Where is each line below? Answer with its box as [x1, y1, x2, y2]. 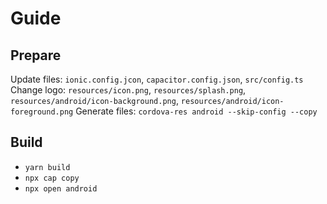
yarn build [24, 162, 71, 172]
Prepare [10, 47, 62, 64]
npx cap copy [24, 173, 80, 183]
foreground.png [10, 107, 74, 117]
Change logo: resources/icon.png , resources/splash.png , [10, 84, 247, 96]
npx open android [24, 183, 98, 194]
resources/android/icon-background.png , [10, 95, 179, 106]
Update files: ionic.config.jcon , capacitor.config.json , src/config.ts [10, 73, 304, 85]
